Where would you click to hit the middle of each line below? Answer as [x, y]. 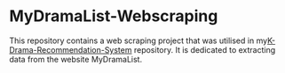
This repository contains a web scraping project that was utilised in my [139, 40]
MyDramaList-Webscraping [114, 16]
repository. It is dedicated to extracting [205, 49]
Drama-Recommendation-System [71, 49]
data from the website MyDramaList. [76, 59]
